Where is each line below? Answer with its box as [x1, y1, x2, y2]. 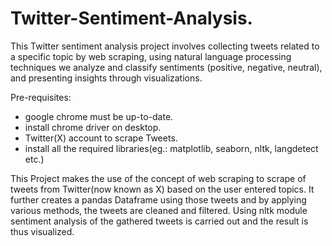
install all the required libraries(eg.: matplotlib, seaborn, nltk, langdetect [24, 142, 319, 154]
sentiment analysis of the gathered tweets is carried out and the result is [10, 215, 309, 227]
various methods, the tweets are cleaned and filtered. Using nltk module [10, 204, 308, 216]
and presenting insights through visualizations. [10, 72, 203, 84]
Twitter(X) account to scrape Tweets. [24, 132, 178, 144]
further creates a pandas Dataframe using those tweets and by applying [10, 193, 307, 206]
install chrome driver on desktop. [24, 121, 162, 133]
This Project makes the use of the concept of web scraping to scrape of [10, 172, 307, 184]
